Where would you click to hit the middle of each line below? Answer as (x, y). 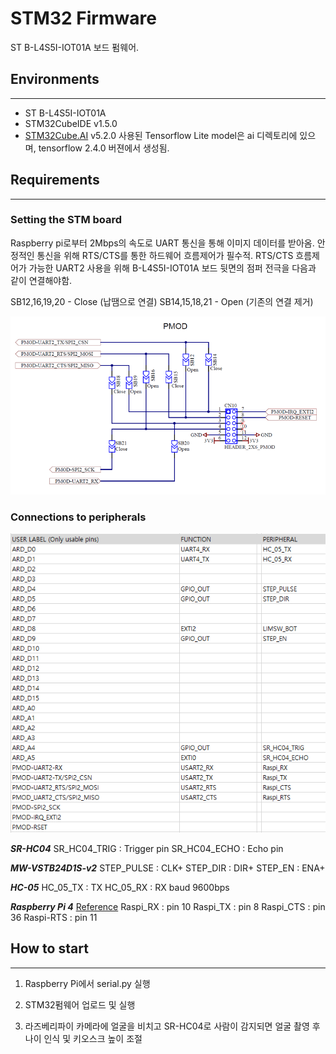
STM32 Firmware (83, 18)
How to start (49, 948)
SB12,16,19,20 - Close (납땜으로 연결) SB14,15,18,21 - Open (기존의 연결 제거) (162, 301)
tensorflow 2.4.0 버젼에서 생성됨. (104, 148)
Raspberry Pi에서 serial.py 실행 (87, 983)
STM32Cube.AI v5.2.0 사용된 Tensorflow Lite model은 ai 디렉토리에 (161, 135)
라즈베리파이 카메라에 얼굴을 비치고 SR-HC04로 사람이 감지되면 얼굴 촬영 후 (172, 1026)
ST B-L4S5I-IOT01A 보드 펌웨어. (75, 47)
